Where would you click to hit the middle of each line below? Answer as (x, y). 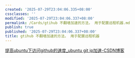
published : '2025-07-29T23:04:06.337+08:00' (51, 32)
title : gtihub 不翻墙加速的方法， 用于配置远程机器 (52, 36)
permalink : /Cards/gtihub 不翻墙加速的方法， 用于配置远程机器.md (67, 23)
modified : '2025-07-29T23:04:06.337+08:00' (50, 18)
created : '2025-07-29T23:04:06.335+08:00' (49, 9)
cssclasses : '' (20, 14)
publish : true (19, 27)
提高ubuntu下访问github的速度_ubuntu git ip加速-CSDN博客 (65, 50)
